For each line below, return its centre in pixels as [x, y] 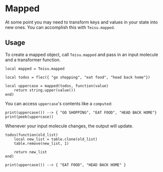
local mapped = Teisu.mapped [35, 69]
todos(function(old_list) [31, 135]
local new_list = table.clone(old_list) [56, 139]
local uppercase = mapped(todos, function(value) [57, 86]
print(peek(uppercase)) [29, 117]
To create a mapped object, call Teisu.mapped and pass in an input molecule [82, 54]
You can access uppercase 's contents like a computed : [59, 103]
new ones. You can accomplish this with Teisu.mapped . [60, 27]
